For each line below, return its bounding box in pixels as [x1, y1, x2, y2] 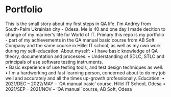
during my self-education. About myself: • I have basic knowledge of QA [5, 48, 158, 54]
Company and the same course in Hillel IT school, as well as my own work [5, 42, 161, 48]
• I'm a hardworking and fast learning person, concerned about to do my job [5, 69, 166, 75]
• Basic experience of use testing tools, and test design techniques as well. [5, 64, 163, 70]
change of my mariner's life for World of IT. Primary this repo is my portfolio [5, 31, 164, 37]
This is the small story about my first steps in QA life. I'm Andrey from [5, 21, 151, 27]
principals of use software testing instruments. [5, 59, 103, 65]
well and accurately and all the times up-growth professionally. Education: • [5, 75, 165, 81]
